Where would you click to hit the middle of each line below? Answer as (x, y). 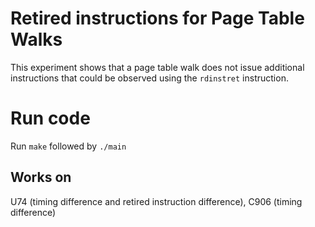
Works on (41, 177)
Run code (50, 118)
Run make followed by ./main (68, 146)
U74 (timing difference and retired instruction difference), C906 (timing (156, 201)
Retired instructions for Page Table (157, 18)
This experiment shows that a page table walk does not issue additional (157, 67)
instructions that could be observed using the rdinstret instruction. (149, 78)
